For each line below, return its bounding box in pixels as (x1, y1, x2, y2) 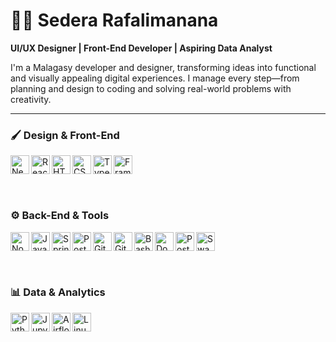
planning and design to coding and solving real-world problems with (10, 82, 292, 94)
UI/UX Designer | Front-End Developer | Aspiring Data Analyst (10, 42, 273, 54)
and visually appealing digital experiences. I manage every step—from (10, 72, 300, 84)
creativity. (10, 93, 52, 105)
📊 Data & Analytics (10, 285, 106, 299)
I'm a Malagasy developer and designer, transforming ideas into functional (10, 61, 317, 73)
